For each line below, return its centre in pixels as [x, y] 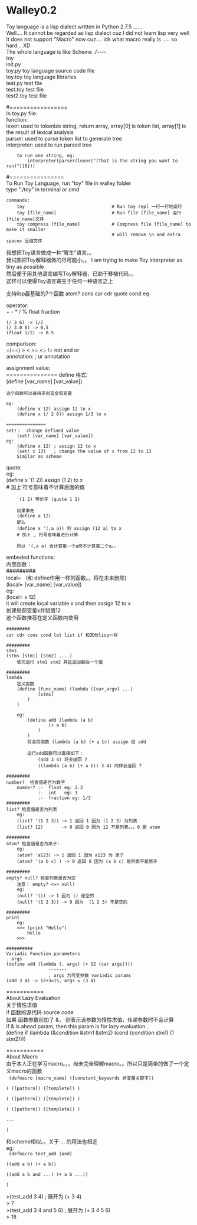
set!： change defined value [43, 431]
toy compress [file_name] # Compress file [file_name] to [104, 224]
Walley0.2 [32, 10]
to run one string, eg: [46, 155]
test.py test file [24, 83]
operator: [17, 305]
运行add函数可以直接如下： [55, 753]
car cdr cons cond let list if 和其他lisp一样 [62, 635]
